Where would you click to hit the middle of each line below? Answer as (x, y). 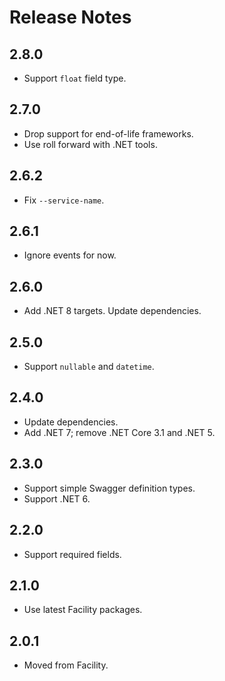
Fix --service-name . (64, 200)
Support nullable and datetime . (89, 367)
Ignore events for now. (70, 255)
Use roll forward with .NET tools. (90, 144)
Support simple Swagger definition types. (109, 488)
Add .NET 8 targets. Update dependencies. (112, 311)
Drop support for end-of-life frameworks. (108, 133)
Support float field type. (75, 78)
